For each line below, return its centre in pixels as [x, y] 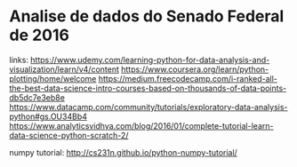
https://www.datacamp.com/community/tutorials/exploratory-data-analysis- [148, 107]
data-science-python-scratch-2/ [69, 135]
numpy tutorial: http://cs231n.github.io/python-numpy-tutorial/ [123, 152]
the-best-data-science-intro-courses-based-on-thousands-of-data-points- [148, 88]
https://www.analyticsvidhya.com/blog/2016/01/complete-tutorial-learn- [141, 125]
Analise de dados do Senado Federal [147, 16]
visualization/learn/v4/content [64, 69]
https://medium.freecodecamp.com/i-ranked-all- [188, 78]
